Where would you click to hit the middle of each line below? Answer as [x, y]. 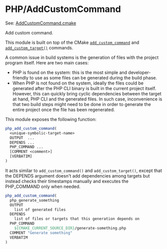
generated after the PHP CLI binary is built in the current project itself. [84, 88]
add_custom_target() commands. [39, 47]
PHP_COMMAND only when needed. [43, 186]
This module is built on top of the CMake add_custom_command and [72, 42]
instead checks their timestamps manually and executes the [67, 181]
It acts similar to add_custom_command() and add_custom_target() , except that [84, 170]
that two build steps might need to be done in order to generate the [81, 104]
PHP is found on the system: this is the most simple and [70, 72]
